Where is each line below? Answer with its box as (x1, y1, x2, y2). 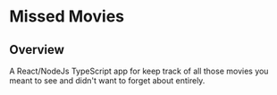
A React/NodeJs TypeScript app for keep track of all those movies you (9, 65, 269, 76)
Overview (9, 42, 65, 57)
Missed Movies (9, 6, 125, 27)
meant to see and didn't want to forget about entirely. (9, 75, 206, 86)
